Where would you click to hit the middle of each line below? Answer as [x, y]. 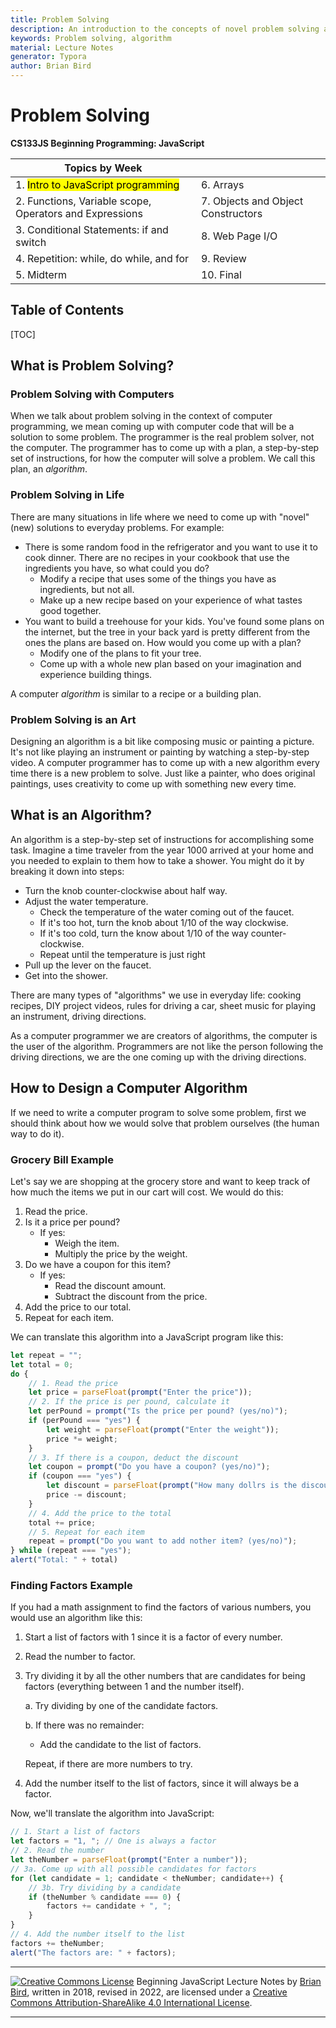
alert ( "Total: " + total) [64, 1560]
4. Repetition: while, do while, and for [102, 258]
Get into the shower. [66, 975]
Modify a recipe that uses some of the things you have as [158, 578]
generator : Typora [48, 57]
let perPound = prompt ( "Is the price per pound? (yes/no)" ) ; [158, 1411]
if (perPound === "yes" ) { [84, 1421]
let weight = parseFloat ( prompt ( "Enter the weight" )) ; [163, 1429]
